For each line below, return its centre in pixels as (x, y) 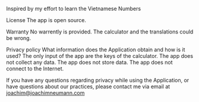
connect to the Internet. (35, 69)
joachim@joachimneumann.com (45, 93)
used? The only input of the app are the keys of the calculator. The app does (100, 56)
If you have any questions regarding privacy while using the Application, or (98, 80)
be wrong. (19, 38)
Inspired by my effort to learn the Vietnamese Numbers (74, 9)
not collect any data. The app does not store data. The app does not (90, 62)
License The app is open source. (46, 20)
